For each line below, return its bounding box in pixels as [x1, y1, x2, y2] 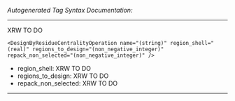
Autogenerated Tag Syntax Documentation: [7, 6, 133, 14]
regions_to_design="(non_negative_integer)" [32, 46, 164, 53]
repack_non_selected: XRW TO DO [17, 79, 118, 87]
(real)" [7, 46, 30, 53]
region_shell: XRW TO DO [17, 65, 91, 72]
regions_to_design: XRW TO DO [17, 72, 109, 80]
